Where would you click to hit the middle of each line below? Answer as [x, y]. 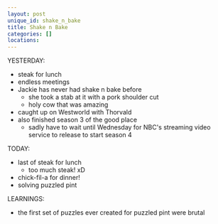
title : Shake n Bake [38, 27]
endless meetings [43, 82]
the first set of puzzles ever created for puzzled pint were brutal [111, 213]
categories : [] [30, 34]
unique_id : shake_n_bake [44, 21]
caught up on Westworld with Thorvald [75, 112]
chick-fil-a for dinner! [49, 178]
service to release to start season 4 [80, 135]
